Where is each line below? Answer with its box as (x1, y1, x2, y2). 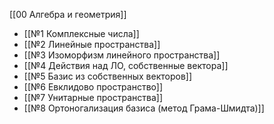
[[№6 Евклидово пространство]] (23, 81, 164, 93)
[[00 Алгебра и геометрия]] (9, 9, 127, 20)
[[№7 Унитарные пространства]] (23, 92, 163, 103)
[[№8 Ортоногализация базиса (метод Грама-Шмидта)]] (23, 102, 265, 114)
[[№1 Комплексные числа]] (23, 28, 140, 39)
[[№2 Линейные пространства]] (23, 39, 161, 50)
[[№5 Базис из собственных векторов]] (23, 70, 193, 82)
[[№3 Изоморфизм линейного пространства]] (23, 49, 221, 61)
